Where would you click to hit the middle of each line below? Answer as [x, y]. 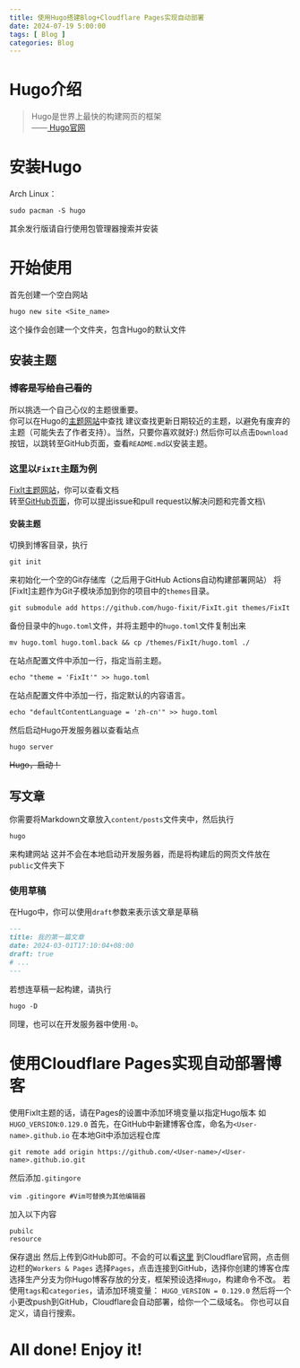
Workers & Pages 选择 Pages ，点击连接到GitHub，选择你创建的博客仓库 [161, 1267]
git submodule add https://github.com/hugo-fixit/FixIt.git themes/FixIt [150, 608]
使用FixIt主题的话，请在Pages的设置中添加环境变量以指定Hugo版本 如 [138, 1112]
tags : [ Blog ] [38, 34]
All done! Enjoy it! [76, 1350]
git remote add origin [51, 1152]
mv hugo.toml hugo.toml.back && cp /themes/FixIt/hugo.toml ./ [130, 643]
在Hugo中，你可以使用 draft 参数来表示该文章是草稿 [104, 912]
